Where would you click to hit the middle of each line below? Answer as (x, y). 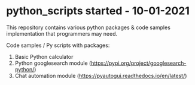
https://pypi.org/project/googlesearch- (138, 63)
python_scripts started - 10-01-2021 (98, 11)
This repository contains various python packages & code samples (88, 27)
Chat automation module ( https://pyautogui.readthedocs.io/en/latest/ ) (101, 75)
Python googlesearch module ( (53, 63)
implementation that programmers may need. (62, 33)
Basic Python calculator (44, 56)
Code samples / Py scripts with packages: (58, 45)
